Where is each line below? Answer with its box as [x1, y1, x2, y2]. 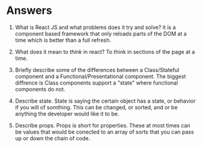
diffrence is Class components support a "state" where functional [14, 79, 178, 86]
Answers [6, 4, 52, 18]
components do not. [14, 85, 66, 92]
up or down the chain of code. [14, 134, 90, 142]
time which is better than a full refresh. [14, 36, 112, 43]
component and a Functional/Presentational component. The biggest [14, 72, 186, 80]
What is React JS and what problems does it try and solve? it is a [14, 24, 176, 31]
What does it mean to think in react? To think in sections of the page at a [14, 48, 195, 55]
